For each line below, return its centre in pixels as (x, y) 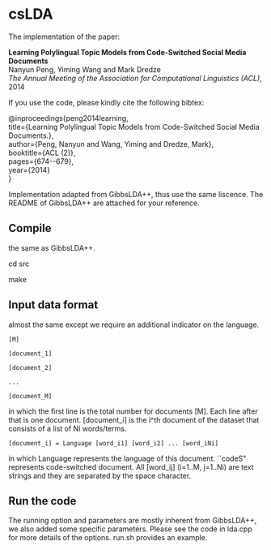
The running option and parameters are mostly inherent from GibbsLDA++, (133, 521)
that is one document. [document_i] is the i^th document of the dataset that (134, 419)
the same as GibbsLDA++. (52, 247)
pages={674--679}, (41, 161)
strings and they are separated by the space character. (100, 475)
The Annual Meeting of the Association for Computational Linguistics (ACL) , (135, 78)
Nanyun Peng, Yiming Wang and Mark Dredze (85, 69)
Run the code (42, 501)
